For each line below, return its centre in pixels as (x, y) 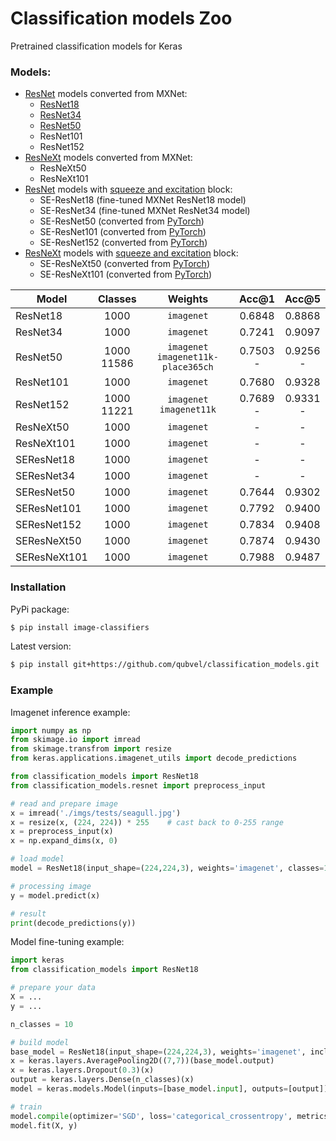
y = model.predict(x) (55, 895)
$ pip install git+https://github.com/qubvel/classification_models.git (165, 665)
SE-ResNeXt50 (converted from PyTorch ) (124, 264)
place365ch (187, 367)
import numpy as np (51, 730)
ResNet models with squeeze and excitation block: (128, 189)
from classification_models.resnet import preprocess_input (138, 785)
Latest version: (41, 646)
